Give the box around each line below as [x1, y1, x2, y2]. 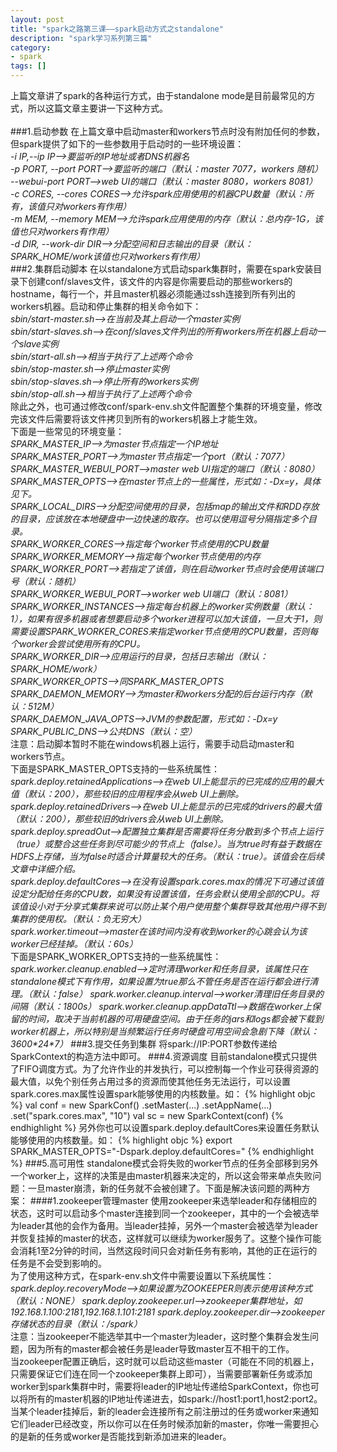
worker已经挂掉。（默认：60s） [10, 938, 138, 950]
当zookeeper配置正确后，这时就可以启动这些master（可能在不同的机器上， [10, 1356, 320, 1367]
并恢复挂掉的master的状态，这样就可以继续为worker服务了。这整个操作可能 [10, 1232, 322, 1244]
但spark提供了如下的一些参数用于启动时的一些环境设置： [10, 138, 245, 150]
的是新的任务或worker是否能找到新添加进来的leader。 [10, 1431, 232, 1442]
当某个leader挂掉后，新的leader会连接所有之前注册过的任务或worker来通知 [10, 1406, 319, 1417]
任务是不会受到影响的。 [10, 1257, 107, 1269]
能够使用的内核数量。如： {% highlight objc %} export [10, 1134, 233, 1146]
